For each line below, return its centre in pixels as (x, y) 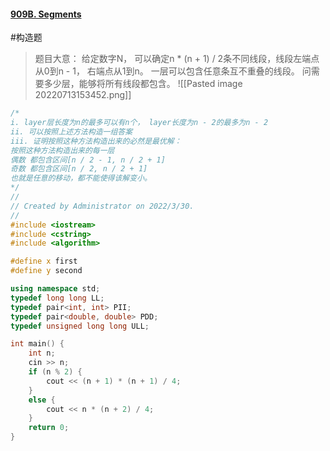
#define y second (46, 271)
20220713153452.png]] (83, 95)
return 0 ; (49, 428)
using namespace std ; (55, 289)
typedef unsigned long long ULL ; (80, 326)
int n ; (42, 353)
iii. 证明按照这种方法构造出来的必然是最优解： (96, 141)
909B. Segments (46, 14)
